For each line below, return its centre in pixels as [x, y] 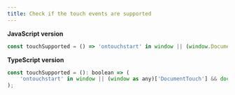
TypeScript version [36, 59]
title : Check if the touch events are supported [79, 14]
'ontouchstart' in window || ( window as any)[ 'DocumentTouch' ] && [119, 79]
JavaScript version [35, 34]
